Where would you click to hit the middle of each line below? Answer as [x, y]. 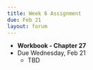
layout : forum [28, 26]
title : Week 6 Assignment [44, 13]
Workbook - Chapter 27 [51, 46]
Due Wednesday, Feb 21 [51, 53]
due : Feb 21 [24, 20]
